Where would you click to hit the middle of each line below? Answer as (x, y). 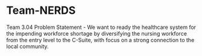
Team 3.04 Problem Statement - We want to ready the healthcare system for (101, 27)
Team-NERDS (41, 11)
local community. (28, 46)
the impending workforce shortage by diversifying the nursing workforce (96, 33)
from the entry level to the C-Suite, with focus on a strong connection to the (100, 40)
